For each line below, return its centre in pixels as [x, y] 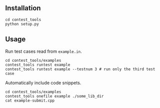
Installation [23, 8]
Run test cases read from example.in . [44, 51]
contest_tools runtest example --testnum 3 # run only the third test [80, 69]
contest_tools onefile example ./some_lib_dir [54, 96]
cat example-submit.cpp [30, 101]
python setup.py [22, 24]
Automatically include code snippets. [43, 83]
